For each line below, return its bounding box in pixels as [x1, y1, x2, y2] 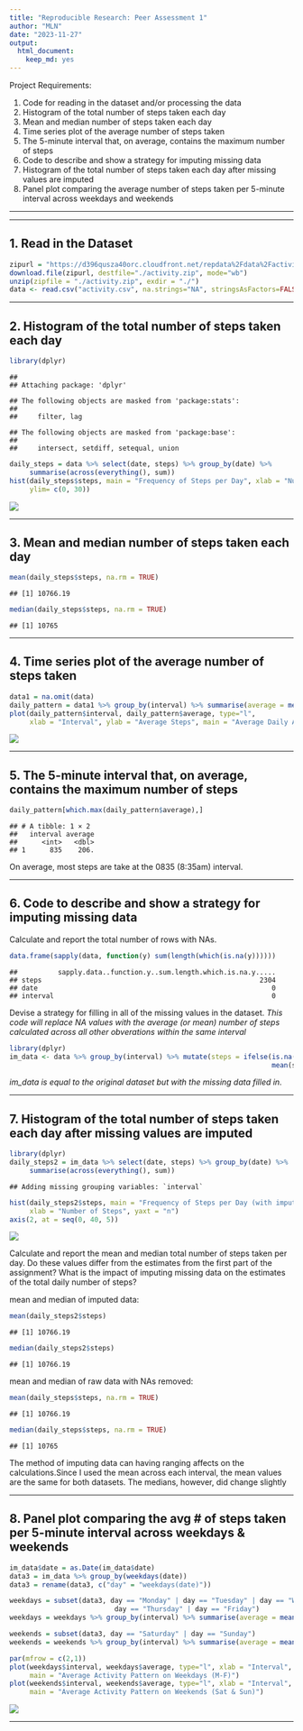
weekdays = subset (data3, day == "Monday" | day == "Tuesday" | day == [9, 1597, 284, 1606]
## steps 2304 [9, 975, 277, 985]
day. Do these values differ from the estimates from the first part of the [9, 1258, 272, 1268]
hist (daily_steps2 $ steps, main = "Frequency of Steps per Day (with [9, 1198, 272, 1207]
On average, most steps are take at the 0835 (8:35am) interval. [9, 862, 243, 873]
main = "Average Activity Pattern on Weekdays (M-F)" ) [29, 1671, 241, 1680]
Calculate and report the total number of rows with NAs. [9, 934, 217, 945]
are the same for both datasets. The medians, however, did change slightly [9, 1476, 287, 1488]
